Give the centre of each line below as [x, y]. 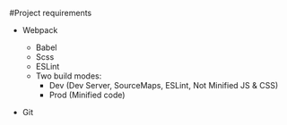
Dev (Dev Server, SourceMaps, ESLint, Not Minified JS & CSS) [164, 85]
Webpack [40, 30]
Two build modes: [69, 76]
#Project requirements [51, 13]
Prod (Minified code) [87, 95]
